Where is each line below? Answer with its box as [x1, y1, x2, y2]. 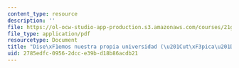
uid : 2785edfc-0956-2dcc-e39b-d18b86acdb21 [7, 50, 139, 57]
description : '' [7, 17, 55, 24]
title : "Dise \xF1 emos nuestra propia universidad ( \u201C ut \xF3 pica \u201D [7, 43, 234, 50]
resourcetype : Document [7, 37, 78, 44]
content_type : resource [7, 10, 78, 18]
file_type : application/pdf [7, 30, 91, 38]
